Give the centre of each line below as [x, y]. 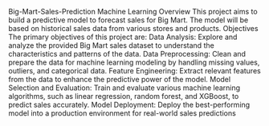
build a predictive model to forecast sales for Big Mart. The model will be [128, 20]
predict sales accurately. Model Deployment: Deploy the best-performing [129, 104]
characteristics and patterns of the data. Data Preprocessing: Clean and [127, 54]
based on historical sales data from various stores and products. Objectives [133, 28]
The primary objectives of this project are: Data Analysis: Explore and [123, 37]
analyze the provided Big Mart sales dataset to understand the [111, 45]
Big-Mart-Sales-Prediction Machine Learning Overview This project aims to [133, 12]
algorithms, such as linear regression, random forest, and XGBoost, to [124, 96]
